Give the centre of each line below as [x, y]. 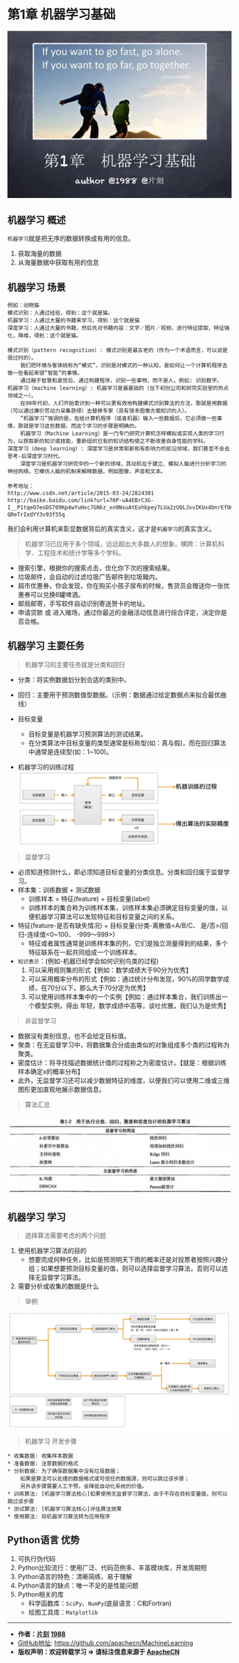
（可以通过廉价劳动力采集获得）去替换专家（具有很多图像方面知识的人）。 [99, 411]
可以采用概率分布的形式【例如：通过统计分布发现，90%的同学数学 [126, 979]
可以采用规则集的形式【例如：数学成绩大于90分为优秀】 [110, 970]
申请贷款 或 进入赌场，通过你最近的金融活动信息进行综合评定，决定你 [119, 613]
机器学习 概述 [37, 220]
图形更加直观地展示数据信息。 [61, 1089]
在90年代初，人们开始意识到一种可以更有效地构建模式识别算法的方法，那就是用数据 [124, 403]
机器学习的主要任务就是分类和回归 [75, 664]
